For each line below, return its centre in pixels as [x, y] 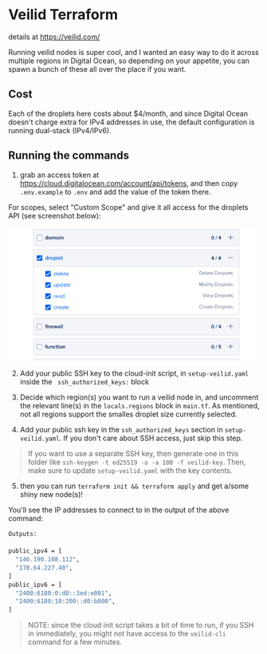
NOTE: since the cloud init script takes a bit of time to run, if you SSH [141, 625]
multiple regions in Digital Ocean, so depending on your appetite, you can [129, 61]
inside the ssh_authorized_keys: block [84, 382]
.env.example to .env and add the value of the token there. [115, 191]
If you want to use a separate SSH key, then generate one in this [133, 454]
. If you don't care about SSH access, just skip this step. [151, 438]
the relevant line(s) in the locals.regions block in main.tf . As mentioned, [139, 406]
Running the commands [69, 156]
